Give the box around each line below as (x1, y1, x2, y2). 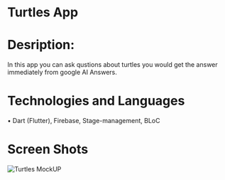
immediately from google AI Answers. (7, 68, 117, 77)
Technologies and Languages (7, 93, 185, 109)
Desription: (7, 37, 75, 53)
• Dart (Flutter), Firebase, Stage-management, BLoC (7, 117, 160, 125)
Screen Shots (7, 142, 89, 157)
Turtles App (7, 4, 79, 21)
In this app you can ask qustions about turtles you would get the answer (7, 60, 218, 69)
